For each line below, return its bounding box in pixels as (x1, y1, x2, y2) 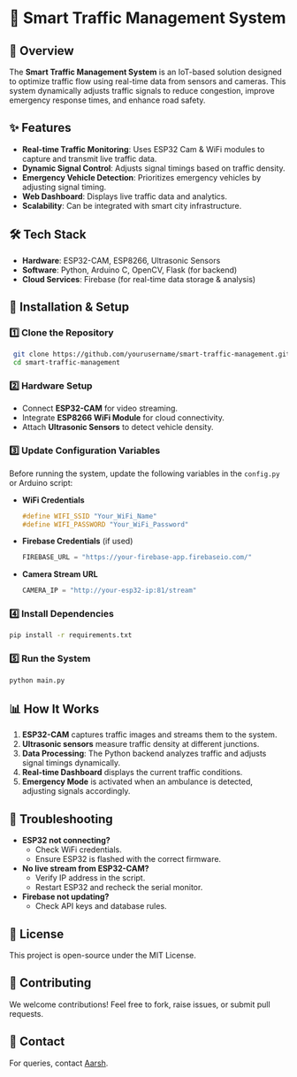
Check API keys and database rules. (34, 901, 167, 912)
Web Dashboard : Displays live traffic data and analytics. (21, 190, 228, 202)
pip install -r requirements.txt (9, 631, 133, 640)
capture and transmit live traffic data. (21, 153, 157, 164)
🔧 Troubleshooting (9, 812, 113, 827)
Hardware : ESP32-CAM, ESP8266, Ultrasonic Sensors (21, 255, 221, 265)
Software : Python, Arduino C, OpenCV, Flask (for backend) (21, 265, 238, 275)
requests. (9, 1008, 44, 1019)
